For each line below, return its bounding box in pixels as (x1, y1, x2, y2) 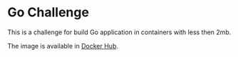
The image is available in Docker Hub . (7, 41, 119, 50)
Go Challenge (7, 4, 89, 21)
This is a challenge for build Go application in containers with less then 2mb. (7, 28, 232, 36)
